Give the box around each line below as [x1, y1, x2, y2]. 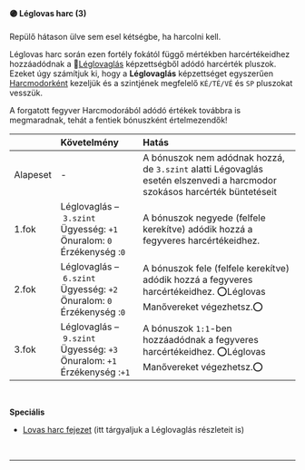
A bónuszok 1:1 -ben [143, 322, 232, 335]
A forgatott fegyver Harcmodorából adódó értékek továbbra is [9, 105, 241, 116]
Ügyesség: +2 [60, 283, 118, 296]
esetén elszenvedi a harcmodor [143, 174, 277, 187]
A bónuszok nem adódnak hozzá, [143, 152, 285, 164]
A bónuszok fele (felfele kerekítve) [143, 262, 290, 275]
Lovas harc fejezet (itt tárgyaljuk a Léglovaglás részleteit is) [22, 425, 245, 436]
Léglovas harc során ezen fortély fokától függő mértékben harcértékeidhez [9, 49, 290, 60]
